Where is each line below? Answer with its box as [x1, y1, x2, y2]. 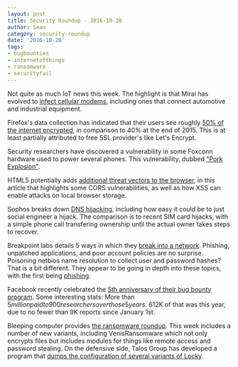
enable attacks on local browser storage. [7, 191, 127, 199]
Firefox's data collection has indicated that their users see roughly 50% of [7, 118, 225, 126]
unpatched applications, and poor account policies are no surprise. [7, 248, 204, 257]
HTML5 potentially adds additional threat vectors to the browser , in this [7, 175, 215, 185]
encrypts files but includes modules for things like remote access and [7, 336, 211, 345]
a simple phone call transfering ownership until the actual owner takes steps [7, 219, 231, 228]
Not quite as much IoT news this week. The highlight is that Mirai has [7, 89, 209, 98]
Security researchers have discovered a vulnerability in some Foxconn [7, 147, 213, 155]
